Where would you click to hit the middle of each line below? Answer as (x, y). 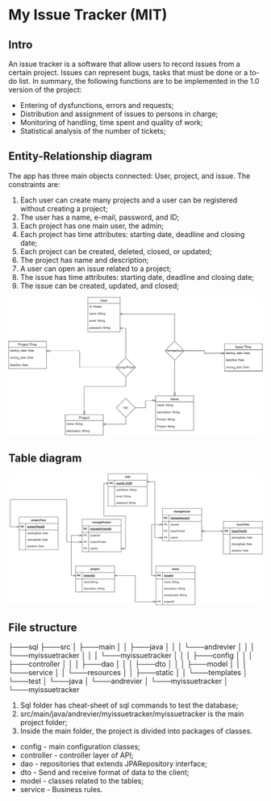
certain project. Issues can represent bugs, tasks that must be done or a (128, 73)
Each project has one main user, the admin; (92, 225)
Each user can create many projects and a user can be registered (129, 200)
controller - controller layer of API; (77, 755)
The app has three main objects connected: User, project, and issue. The (129, 176)
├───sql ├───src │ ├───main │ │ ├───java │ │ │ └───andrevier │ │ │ (132, 647)
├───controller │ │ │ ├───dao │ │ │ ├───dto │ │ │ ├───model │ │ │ (128, 664)
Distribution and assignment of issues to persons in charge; (119, 114)
